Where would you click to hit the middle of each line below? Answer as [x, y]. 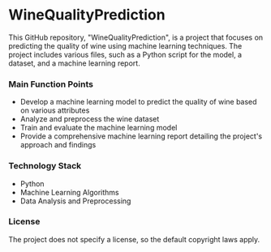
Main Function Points [51, 84]
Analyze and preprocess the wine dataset [90, 119]
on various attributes [55, 110]
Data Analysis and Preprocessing [75, 201]
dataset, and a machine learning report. [74, 63]
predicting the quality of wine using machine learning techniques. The [125, 45]
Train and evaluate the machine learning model [99, 128]
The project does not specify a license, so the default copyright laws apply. [134, 239]
